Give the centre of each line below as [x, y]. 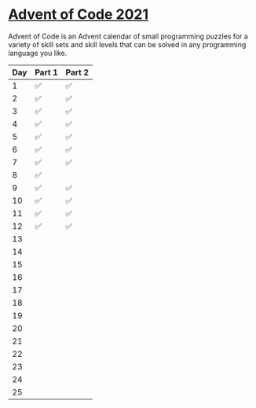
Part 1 [46, 72]
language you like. [38, 53]
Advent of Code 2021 [79, 15]
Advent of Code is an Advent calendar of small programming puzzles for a [128, 36]
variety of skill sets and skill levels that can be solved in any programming [127, 44]
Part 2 [77, 72]
